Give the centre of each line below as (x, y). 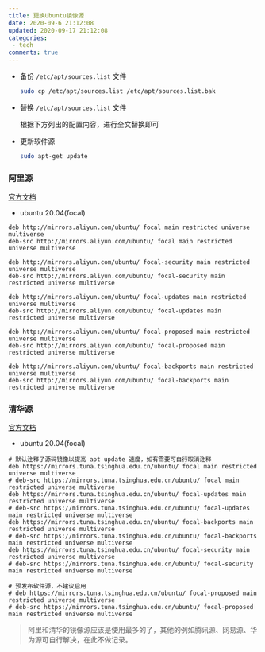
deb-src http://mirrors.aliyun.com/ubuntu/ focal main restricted (120, 242)
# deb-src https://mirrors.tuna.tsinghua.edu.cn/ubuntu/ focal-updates (129, 508)
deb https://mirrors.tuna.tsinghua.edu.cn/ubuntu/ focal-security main (129, 550)
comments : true (33, 52)
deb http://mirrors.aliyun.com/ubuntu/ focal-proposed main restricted (129, 332)
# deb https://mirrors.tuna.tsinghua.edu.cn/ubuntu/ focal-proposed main (133, 593)
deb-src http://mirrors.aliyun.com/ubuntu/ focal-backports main (118, 381)
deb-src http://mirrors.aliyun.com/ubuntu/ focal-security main (117, 276)
